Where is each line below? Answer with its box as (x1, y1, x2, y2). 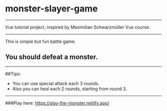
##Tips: (5, 71, 21, 77)
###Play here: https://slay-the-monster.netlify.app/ (5, 100, 109, 106)
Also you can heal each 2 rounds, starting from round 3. (12, 86, 127, 92)
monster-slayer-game (5, 3, 98, 14)
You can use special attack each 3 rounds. (12, 80, 100, 86)
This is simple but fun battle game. (5, 38, 76, 44)
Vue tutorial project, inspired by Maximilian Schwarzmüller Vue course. (5, 24, 151, 30)
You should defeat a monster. (5, 53, 98, 61)
